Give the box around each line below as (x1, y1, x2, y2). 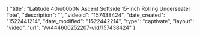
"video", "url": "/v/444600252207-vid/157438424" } (6, 24, 136, 31)
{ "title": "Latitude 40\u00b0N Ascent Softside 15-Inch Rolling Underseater (6, 5, 191, 12)
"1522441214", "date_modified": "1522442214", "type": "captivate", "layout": (6, 18, 195, 24)
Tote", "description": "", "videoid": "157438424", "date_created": (6, 11, 165, 18)
